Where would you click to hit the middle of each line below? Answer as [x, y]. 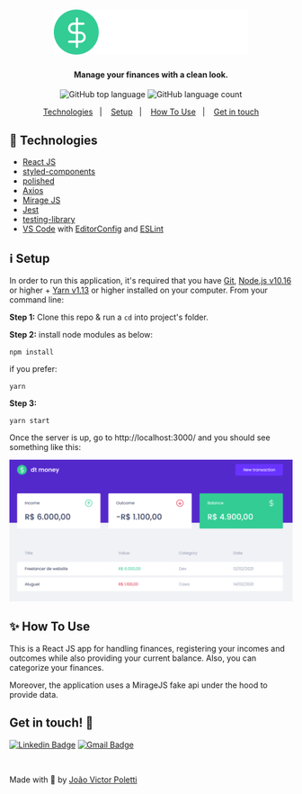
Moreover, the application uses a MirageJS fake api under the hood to [138, 685]
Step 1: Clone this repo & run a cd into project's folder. [109, 317]
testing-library [49, 220]
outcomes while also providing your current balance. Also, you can [133, 658]
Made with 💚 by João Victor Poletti [73, 780]
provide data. [34, 694]
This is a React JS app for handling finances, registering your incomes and [147, 648]
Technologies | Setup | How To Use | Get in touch [151, 112]
